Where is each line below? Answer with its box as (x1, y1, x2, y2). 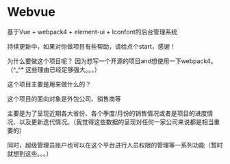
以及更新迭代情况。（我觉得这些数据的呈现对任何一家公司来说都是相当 (18, 117, 214, 126)
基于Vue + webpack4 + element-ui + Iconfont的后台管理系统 (7, 27, 178, 36)
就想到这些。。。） (7, 149, 53, 158)
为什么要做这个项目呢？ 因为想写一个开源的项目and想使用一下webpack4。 (7, 56, 217, 65)
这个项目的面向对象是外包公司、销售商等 (7, 94, 121, 103)
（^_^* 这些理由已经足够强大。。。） (7, 65, 101, 73)
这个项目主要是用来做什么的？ (7, 80, 91, 88)
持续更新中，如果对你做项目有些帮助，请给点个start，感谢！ (7, 42, 176, 50)
